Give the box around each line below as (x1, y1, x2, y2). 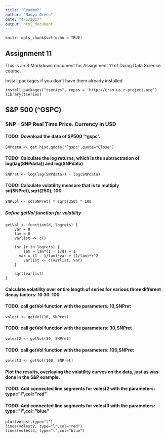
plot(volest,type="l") (5, 419, 53, 424)
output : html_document (5, 21, 53, 27)
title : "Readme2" (5, 7, 42, 13)
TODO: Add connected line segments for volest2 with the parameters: (5, 385, 155, 392)
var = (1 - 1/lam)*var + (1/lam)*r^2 (18, 253, 99, 258)
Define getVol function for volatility (5, 209, 81, 215)
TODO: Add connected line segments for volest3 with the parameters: (5, 403, 155, 409)
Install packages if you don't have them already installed (5, 78, 123, 84)
